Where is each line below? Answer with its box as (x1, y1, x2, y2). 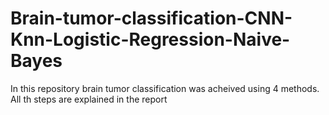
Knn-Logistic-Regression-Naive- (10, 28, 291, 51)
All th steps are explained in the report (10, 93, 168, 105)
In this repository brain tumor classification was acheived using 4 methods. (10, 82, 320, 94)
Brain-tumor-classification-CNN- (10, 7, 293, 30)
